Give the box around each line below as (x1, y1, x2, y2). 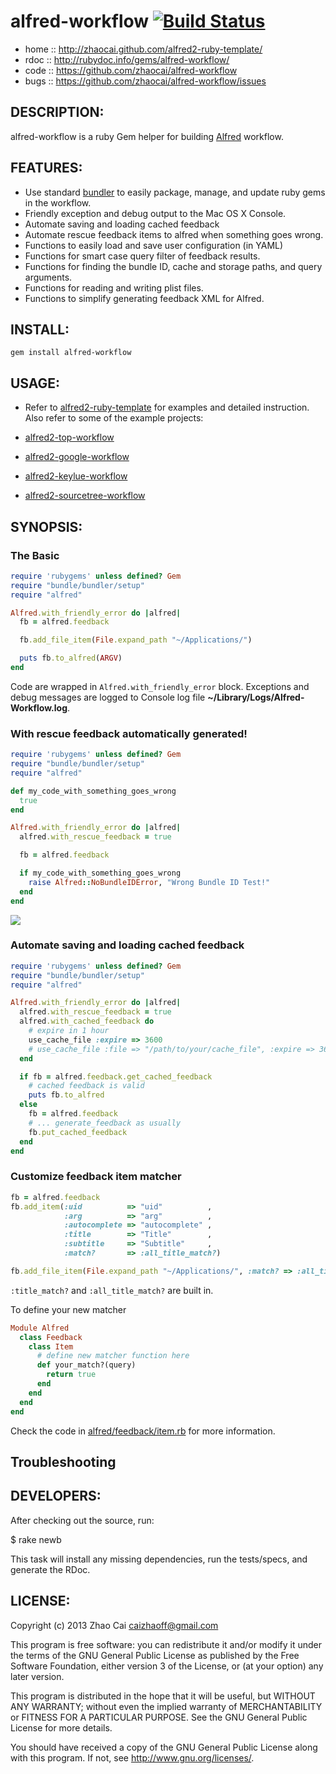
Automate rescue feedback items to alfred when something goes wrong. (24, 228, 324, 240)
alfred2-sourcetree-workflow (24, 490, 146, 502)
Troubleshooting (10, 1453, 117, 1470)
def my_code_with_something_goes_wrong (10, 786, 177, 796)
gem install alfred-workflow (10, 348, 132, 358)
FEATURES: (10, 160, 83, 177)
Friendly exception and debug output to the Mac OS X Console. (24, 207, 287, 219)
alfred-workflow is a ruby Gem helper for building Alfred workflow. (10, 130, 284, 142)
